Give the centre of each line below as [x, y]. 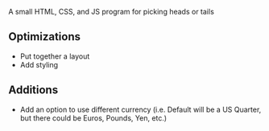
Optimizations [44, 37]
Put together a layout [55, 56]
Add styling [39, 64]
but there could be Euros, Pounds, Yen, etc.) [93, 118]
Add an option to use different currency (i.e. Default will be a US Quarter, [141, 109]
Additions [33, 90]
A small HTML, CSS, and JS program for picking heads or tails [112, 12]
